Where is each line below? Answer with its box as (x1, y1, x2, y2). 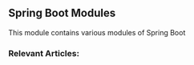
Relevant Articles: (8, 47, 80, 59)
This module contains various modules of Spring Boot (8, 27, 186, 37)
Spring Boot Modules (8, 6, 116, 20)
